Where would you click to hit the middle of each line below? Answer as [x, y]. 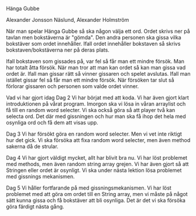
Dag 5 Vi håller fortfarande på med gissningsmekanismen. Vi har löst [89, 188]
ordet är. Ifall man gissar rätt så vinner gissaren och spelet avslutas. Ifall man [98, 74]
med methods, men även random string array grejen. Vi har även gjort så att [97, 164]
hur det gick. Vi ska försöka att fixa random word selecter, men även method [98, 140]
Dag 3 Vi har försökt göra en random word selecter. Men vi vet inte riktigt [94, 134]
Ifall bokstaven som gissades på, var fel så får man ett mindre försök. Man [95, 61]
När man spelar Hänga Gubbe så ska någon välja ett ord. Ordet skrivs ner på [98, 31]
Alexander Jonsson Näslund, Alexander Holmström [68, 20]
